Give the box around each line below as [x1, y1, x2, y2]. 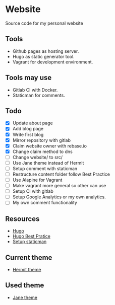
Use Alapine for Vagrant [12, 177, 63, 183]
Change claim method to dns [12, 148, 73, 155]
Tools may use [5, 73, 52, 82]
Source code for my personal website [5, 20, 83, 26]
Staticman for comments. [12, 92, 66, 98]
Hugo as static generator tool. [12, 53, 75, 59]
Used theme [5, 281, 44, 290]
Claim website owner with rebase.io [12, 142, 87, 149]
